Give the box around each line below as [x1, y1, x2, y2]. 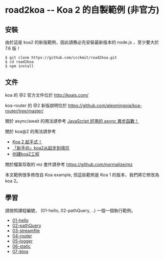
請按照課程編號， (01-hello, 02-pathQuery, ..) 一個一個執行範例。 [5, 207, 136, 213]
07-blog [12, 248, 28, 254]
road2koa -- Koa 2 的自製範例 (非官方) [5, 4, 160, 16]
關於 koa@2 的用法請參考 [5, 128, 56, 134]
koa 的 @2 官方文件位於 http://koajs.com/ [5, 92, 89, 98]
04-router [12, 233, 32, 238]
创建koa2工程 [12, 151, 40, 157]
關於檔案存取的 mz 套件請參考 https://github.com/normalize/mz [5, 161, 133, 167]
